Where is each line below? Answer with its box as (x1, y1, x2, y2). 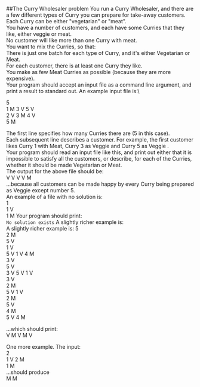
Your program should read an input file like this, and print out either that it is (6, 149, 192, 156)
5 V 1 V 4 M (6, 250, 35, 257)
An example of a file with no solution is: (6, 193, 103, 200)
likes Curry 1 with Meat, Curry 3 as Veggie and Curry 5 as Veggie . (6, 143, 169, 149)
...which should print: (6, 325, 58, 332)
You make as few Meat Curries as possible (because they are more (6, 69, 171, 75)
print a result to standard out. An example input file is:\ (6, 88, 140, 94)
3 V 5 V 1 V (6, 269, 33, 277)
